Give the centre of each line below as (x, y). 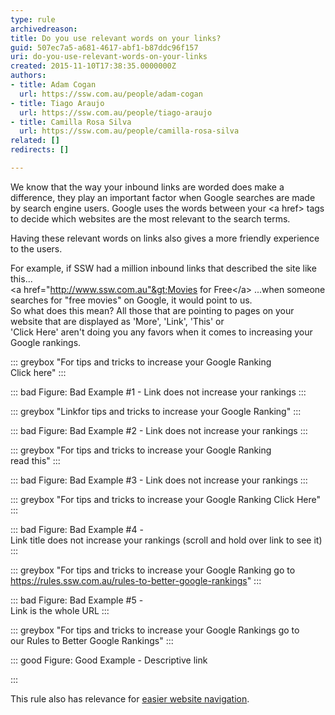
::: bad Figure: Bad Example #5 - (77, 600)
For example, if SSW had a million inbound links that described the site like (163, 268)
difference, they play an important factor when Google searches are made (163, 197)
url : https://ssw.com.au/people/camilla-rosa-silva (129, 131)
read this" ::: (35, 460)
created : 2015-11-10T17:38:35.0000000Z (93, 66)
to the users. (36, 248)
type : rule (33, 19)
